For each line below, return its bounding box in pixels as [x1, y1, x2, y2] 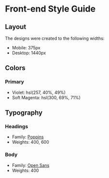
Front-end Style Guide [5, 3, 95, 15]
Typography [5, 109, 42, 117]
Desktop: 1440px [12, 50, 46, 56]
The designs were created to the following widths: [5, 35, 105, 41]
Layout [5, 23, 27, 31]
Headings [5, 123, 28, 130]
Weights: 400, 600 [12, 139, 49, 145]
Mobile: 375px [12, 45, 41, 50]
